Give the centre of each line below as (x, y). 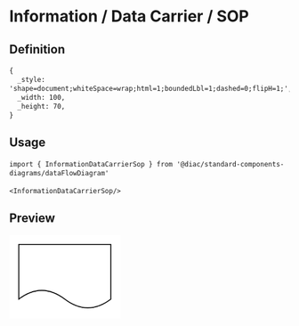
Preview (32, 219)
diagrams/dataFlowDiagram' (59, 173)
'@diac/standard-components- (230, 164)
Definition (37, 49)
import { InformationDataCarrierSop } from (91, 164)
